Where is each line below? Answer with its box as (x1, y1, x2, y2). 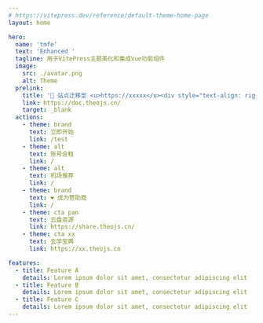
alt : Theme (22, 76, 58, 85)
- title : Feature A (15, 266, 79, 274)
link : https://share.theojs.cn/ (28, 223, 135, 231)
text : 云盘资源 (28, 215, 75, 224)
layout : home (8, 19, 51, 27)
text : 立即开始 (28, 128, 75, 136)
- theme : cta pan (22, 208, 79, 216)
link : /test (28, 135, 68, 143)
